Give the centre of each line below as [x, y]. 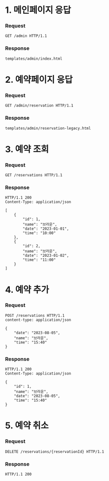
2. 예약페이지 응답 [39, 80]
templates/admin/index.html [34, 59]
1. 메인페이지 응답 [38, 10]
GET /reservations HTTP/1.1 [34, 175]
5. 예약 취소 [27, 426]
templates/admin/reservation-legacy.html [48, 128]
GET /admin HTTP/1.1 [26, 36]
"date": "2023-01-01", [46, 229]
